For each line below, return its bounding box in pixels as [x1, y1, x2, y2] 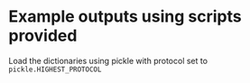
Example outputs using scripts [8, 6, 242, 27]
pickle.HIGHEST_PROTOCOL [8, 65, 102, 74]
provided [8, 25, 78, 46]
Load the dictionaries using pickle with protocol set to [8, 55, 208, 66]
